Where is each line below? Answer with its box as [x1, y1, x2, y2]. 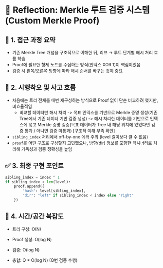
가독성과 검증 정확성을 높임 [21, 146, 72, 152]
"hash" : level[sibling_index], [22, 189, 86, 193]
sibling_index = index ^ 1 [5, 175, 60, 180]
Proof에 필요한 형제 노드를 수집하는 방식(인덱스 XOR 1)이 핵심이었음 [12, 62, 141, 67]
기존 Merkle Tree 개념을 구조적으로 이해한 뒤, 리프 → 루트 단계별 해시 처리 [12, 50, 153, 55]
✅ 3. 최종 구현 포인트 [5, 162, 64, 170]
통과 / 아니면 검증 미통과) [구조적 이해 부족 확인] [24, 128, 115, 134]
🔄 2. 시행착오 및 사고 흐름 [5, 83, 76, 92]
